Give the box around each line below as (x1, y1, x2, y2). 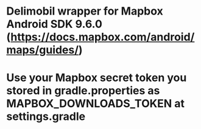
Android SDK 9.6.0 (6, 17, 102, 31)
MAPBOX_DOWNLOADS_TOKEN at (6, 97, 185, 111)
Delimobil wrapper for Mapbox (6, 4, 163, 18)
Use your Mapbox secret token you (6, 71, 187, 85)
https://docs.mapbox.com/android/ (10, 30, 195, 44)
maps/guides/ (6, 43, 79, 57)
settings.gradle (6, 110, 86, 124)
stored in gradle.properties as (6, 84, 160, 98)
